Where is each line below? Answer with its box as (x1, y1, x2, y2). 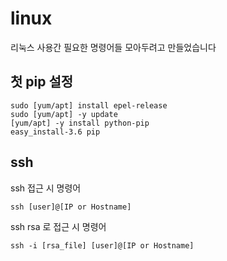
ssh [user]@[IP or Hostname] (10, 202, 132, 212)
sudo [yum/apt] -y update (10, 109, 118, 119)
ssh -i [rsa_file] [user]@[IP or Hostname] (10, 240, 195, 251)
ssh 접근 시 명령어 (10, 182, 82, 194)
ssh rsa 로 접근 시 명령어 (10, 220, 107, 232)
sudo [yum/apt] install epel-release (10, 100, 168, 111)
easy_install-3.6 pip (10, 127, 101, 137)
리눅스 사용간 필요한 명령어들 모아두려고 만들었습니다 (10, 41, 217, 53)
